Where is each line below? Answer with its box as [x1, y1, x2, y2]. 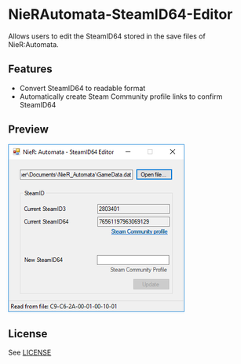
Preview [8, 123, 49, 136]
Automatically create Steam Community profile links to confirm [19, 92, 223, 101]
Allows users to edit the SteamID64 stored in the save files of [8, 31, 206, 41]
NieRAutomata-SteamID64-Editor [8, 5, 233, 24]
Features [8, 63, 53, 76]
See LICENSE [8, 348, 52, 358]
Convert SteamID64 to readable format [19, 83, 146, 93]
